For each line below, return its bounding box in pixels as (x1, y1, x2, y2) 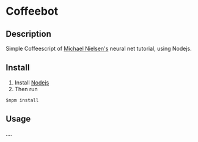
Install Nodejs (14, 78, 50, 86)
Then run (14, 85, 38, 92)
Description (5, 29, 51, 39)
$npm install (5, 97, 39, 103)
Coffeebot (5, 4, 59, 18)
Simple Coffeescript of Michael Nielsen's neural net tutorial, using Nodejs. (5, 45, 192, 52)
